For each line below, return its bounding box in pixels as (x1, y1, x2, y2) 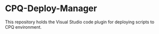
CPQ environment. (5, 24, 42, 30)
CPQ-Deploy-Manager (5, 3, 97, 14)
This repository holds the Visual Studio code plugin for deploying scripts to (5, 19, 155, 25)
